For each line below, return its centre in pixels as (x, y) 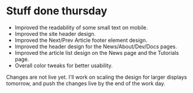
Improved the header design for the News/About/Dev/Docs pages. (96, 46)
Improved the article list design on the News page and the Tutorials (97, 52)
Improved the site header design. (55, 33)
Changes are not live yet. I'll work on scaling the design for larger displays (96, 77)
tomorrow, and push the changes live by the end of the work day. (86, 83)
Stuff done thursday (57, 11)
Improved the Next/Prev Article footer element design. (81, 40)
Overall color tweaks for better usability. (64, 65)
